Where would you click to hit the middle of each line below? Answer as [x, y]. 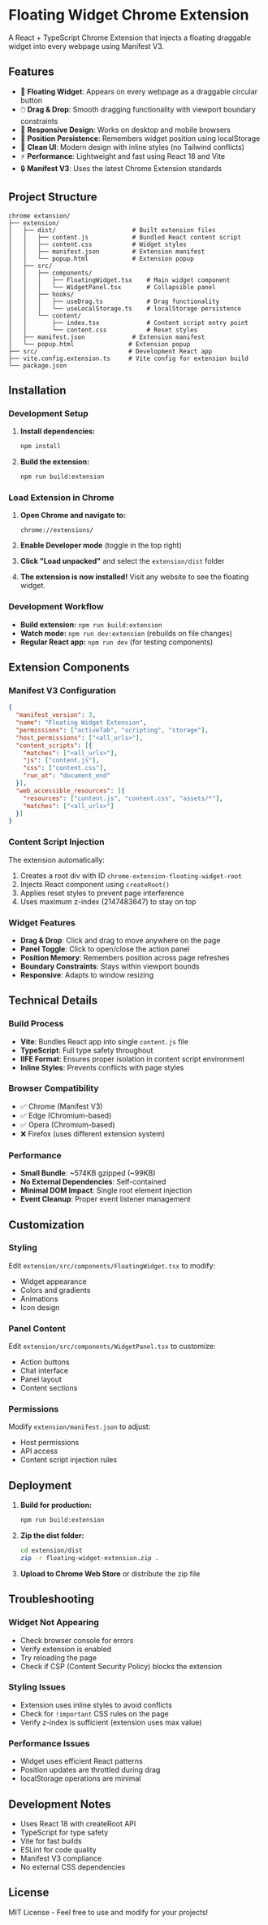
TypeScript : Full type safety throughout [86, 1050]
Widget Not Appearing [54, 1623]
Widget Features [42, 922]
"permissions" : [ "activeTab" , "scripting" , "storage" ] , [112, 730]
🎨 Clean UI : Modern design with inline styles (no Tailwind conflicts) [132, 147]
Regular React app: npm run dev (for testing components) [117, 642]
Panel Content [37, 1328]
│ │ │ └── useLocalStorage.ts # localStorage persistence [125, 308]
